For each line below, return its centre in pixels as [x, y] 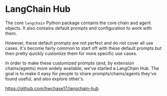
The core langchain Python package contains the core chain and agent [78, 23]
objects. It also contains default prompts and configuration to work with [79, 28]
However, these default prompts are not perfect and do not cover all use [79, 43]
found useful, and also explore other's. [45, 79]
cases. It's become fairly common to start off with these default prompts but [83, 48]
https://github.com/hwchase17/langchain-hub [52, 88]
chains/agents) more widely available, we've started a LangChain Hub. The [82, 68]
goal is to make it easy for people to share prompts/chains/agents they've [81, 73]
